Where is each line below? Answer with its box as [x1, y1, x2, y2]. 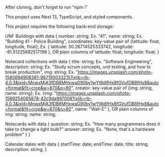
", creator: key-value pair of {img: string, [71, 85, 153, 91]
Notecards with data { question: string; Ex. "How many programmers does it [5, 121, 160, 127]
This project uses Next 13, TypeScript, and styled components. [5, 14, 133, 19]
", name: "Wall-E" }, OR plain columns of [71, 106, 153, 112]
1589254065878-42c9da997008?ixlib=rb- [5, 95, 92, 101]
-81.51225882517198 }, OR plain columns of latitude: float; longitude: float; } [5, 49, 160, 55]
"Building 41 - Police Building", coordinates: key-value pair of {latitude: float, [5, 38, 161, 44]
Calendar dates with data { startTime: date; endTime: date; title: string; [5, 141, 149, 147]
